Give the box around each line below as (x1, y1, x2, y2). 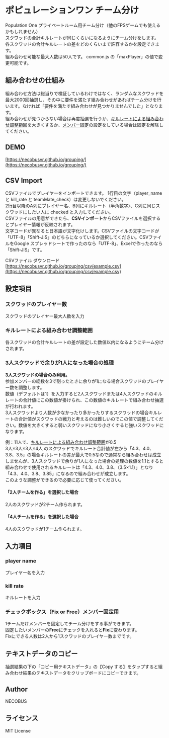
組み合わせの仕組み (5, 76, 65, 85)
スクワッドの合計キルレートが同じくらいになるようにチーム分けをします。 (5, 35, 159, 41)
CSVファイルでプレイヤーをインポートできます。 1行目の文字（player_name (5, 190, 162, 196)
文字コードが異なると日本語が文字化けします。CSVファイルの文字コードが (5, 228, 159, 234)
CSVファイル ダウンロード (5, 258, 60, 264)
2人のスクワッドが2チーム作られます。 (5, 501, 86, 507)
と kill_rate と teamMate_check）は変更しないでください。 (5, 197, 127, 203)
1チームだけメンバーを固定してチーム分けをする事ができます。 (5, 621, 134, 627)
